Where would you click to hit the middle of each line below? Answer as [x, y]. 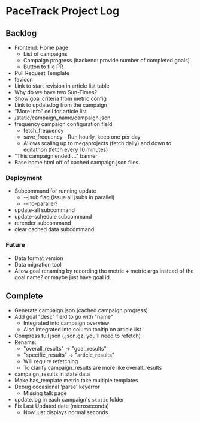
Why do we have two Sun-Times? [55, 92]
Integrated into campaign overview [66, 323]
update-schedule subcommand [53, 217]
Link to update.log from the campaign [60, 105]
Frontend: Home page [41, 47]
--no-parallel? [40, 204]
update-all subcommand [45, 210]
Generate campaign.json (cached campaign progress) [81, 310]
